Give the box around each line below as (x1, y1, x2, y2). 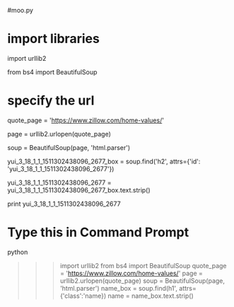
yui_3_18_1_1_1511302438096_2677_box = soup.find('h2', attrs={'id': (7, 157, 201, 166)
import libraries (7, 31, 100, 47)
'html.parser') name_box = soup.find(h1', (59, 284, 178, 292)
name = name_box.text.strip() (107, 291, 194, 300)
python (7, 248, 28, 256)
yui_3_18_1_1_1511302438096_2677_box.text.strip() (7, 185, 151, 194)
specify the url (7, 93, 95, 109)
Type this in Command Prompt (7, 224, 189, 241)
